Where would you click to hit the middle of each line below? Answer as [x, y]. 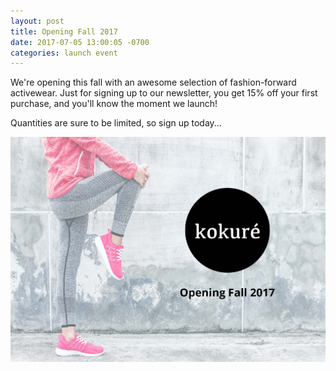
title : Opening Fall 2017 [64, 31]
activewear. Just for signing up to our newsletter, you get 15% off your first [164, 93]
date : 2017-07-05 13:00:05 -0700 [80, 42]
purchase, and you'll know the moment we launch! [114, 104]
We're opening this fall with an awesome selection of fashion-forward [153, 82]
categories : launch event [64, 53]
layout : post [37, 21]
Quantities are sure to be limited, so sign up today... [116, 123]
